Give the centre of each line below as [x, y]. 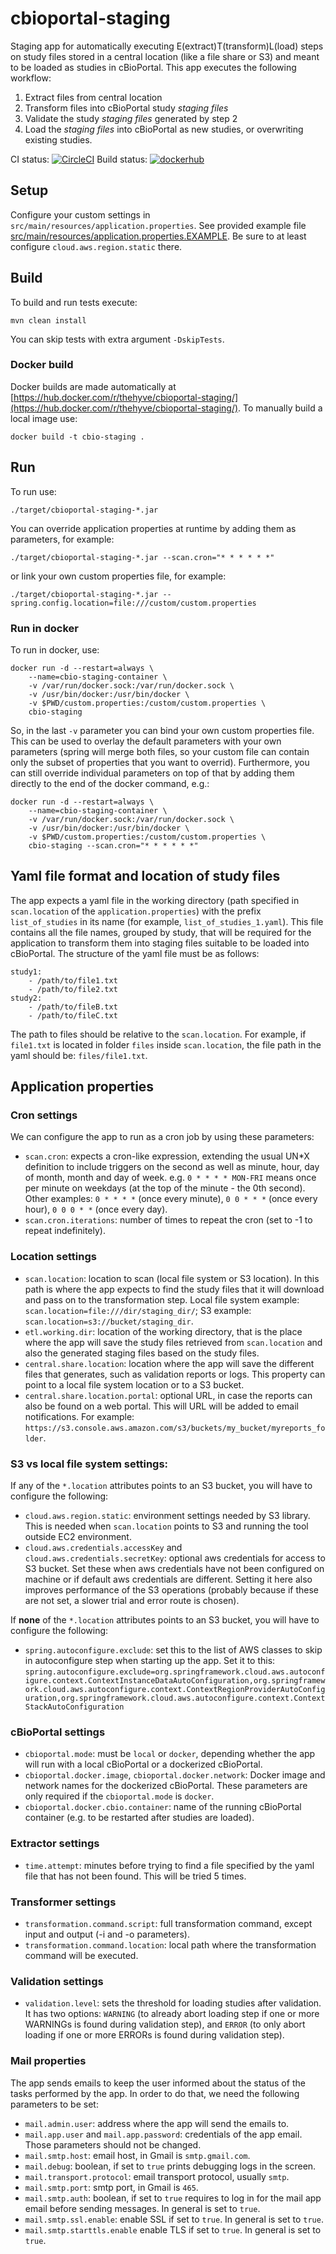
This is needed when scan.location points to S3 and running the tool [166, 1526]
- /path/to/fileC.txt [73, 1015]
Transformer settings [63, 1902]
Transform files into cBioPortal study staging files [126, 108]
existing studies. [58, 139]
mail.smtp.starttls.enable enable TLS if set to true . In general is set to [173, 2229]
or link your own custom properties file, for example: [118, 576]
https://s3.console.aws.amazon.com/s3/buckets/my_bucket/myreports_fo [175, 1428]
